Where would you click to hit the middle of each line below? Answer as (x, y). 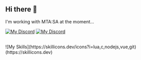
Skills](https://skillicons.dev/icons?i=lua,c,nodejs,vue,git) (76, 47)
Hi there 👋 (21, 9)
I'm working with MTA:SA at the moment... (50, 21)
